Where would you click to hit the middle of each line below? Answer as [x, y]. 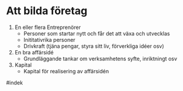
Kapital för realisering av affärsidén [66, 71]
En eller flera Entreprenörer [48, 27]
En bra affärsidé [34, 52]
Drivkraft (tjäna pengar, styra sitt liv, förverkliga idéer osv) [94, 46]
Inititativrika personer [49, 40]
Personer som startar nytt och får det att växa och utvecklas [97, 33]
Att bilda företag [47, 11]
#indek [14, 82]
